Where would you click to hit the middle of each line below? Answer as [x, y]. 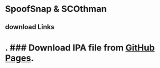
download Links [30, 27]
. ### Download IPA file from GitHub [80, 48]
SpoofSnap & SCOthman [56, 9]
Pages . [20, 58]
